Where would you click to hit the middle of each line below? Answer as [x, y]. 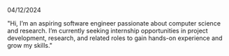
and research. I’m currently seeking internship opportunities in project [108, 31]
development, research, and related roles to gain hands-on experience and [115, 38]
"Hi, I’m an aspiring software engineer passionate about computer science [114, 23]
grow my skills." [30, 45]
